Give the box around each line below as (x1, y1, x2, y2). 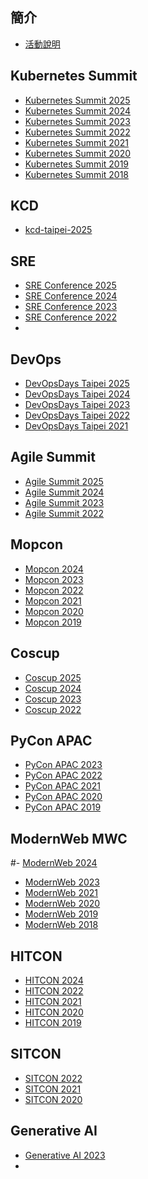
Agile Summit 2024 (24, 486, 105, 498)
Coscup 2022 (24, 703, 82, 715)
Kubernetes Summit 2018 (24, 168, 130, 180)
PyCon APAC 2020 (24, 791, 103, 803)
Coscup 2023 (24, 693, 82, 705)
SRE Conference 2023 (24, 301, 118, 313)
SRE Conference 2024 (24, 290, 118, 302)
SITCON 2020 (24, 1093, 83, 1105)
